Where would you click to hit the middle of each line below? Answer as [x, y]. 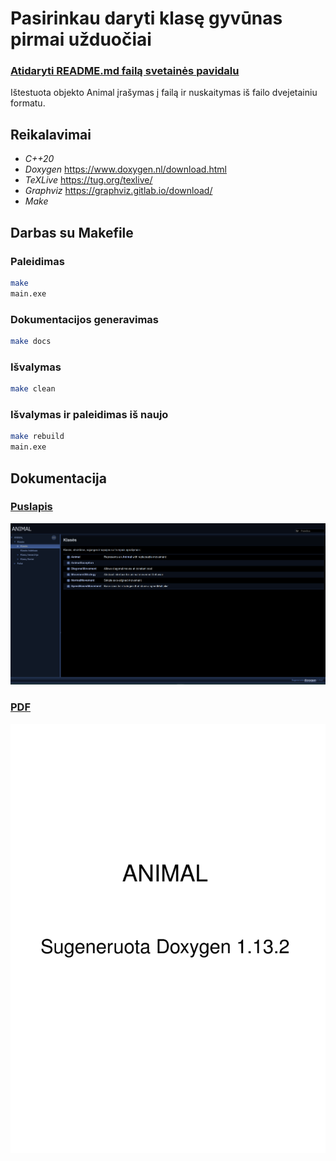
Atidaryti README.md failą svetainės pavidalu [125, 71]
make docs [31, 342]
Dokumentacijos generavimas [85, 319]
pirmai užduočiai [81, 39]
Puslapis [31, 507]
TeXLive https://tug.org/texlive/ [88, 180]
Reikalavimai [51, 134]
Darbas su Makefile [72, 232]
